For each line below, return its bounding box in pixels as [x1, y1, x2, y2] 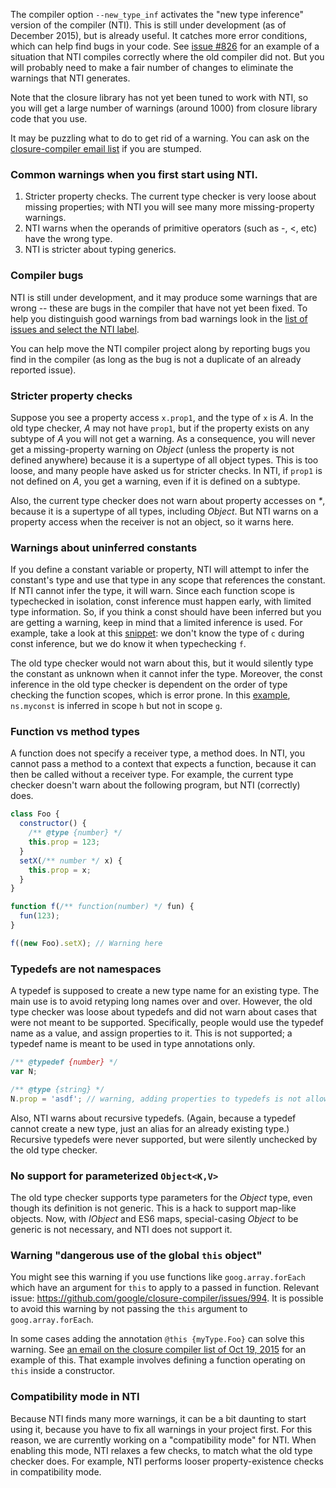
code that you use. [10, 113, 88, 124]
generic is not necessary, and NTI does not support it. [10, 1223, 233, 1235]
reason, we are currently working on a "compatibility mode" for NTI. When [10, 1434, 317, 1446]
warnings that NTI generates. [10, 72, 131, 84]
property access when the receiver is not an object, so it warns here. [10, 515, 295, 528]
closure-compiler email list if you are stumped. [10, 143, 202, 154]
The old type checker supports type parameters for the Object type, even [10, 1191, 313, 1203]
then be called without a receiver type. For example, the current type [10, 769, 294, 781]
